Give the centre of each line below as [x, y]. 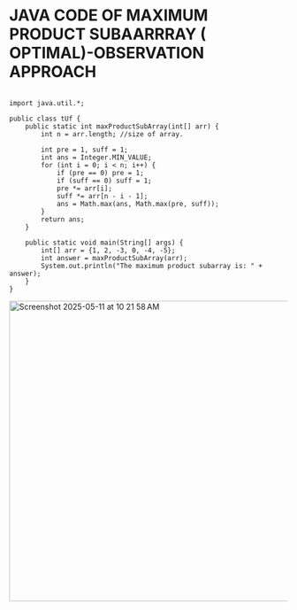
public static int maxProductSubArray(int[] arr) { [122, 126]
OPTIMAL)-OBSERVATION [107, 53]
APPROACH [53, 72]
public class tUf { [45, 119]
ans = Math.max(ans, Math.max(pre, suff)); [137, 204]
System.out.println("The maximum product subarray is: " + [152, 266]
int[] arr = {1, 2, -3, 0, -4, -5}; [108, 250]
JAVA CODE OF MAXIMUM [109, 15]
